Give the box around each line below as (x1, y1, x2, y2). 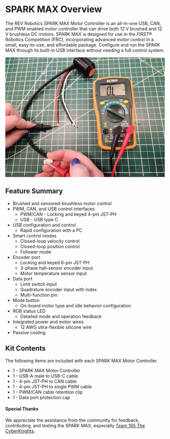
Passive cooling (12, 329, 46, 335)
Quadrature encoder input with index (20, 286, 97, 292)
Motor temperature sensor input (20, 270, 87, 276)
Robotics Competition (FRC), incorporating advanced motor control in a (5, 36, 154, 43)
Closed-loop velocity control (20, 238, 80, 244)
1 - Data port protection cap (12, 394, 70, 401)
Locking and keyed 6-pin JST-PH (20, 259, 90, 265)
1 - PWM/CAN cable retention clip (12, 389, 83, 395)
